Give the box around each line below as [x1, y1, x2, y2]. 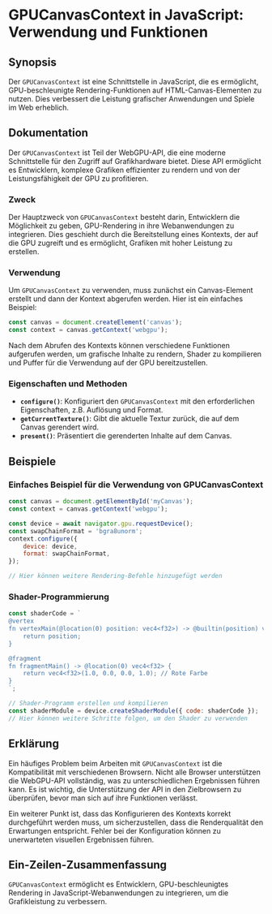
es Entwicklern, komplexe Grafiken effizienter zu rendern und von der [8, 165, 240, 175]
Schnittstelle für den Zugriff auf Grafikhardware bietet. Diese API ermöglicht [8, 156, 261, 166]
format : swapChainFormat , [23, 550, 111, 558]
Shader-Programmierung [8, 591, 109, 602]
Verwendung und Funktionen [8, 23, 209, 41]
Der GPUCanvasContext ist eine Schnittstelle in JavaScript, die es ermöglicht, [8, 77, 259, 86]
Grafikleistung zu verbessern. [8, 897, 108, 907]
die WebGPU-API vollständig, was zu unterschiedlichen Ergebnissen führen [8, 775, 261, 785]
